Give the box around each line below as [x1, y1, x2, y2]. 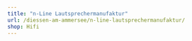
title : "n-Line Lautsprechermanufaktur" [7, 10, 129, 17]
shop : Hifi [7, 23, 40, 30]
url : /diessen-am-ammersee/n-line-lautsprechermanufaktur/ [7, 17, 186, 24]
